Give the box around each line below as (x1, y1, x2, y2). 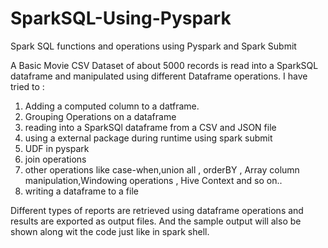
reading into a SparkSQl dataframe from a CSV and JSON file (24, 121, 277, 133)
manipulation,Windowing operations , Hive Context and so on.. (24, 174, 283, 186)
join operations (24, 153, 87, 165)
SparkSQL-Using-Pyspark (10, 7, 232, 30)
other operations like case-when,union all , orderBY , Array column (24, 163, 300, 176)
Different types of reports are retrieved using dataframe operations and (10, 204, 304, 216)
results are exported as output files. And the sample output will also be (10, 215, 302, 227)
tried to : (10, 80, 45, 92)
